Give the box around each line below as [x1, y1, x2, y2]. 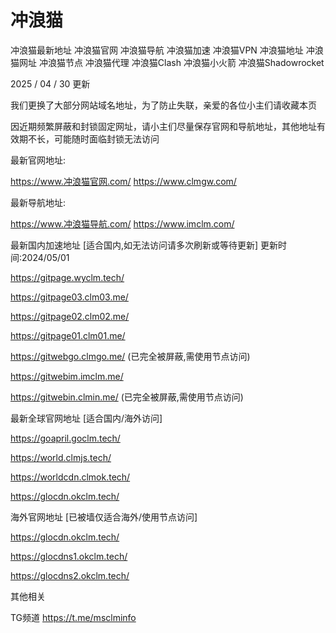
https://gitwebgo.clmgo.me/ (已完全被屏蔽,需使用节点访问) [10, 350, 251, 362]
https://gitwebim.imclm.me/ [10, 370, 124, 382]
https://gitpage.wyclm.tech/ [10, 271, 125, 283]
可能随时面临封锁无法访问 [53, 132, 160, 145]
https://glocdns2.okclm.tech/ [10, 569, 130, 581]
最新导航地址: [10, 196, 67, 208]
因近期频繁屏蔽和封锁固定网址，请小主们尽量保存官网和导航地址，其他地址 [10, 120, 317, 132]
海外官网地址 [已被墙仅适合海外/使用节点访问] [10, 511, 198, 523]
